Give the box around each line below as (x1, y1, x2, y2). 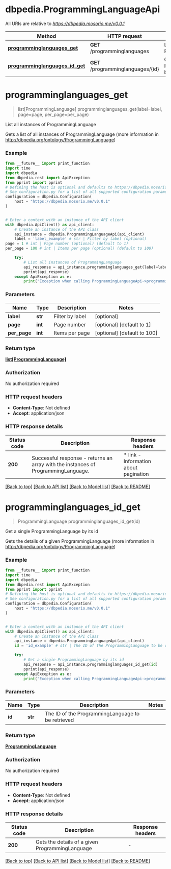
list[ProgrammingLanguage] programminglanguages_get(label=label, (17, 106, 162, 112)
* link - (123, 451, 141, 458)
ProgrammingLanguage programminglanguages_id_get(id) (17, 518, 140, 524)
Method (37, 32, 56, 39)
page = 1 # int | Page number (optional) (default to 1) (5, 241, 129, 246)
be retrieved (45, 716, 74, 723)
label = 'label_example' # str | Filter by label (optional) (14, 236, 147, 242)
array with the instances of (32, 461, 96, 468)
